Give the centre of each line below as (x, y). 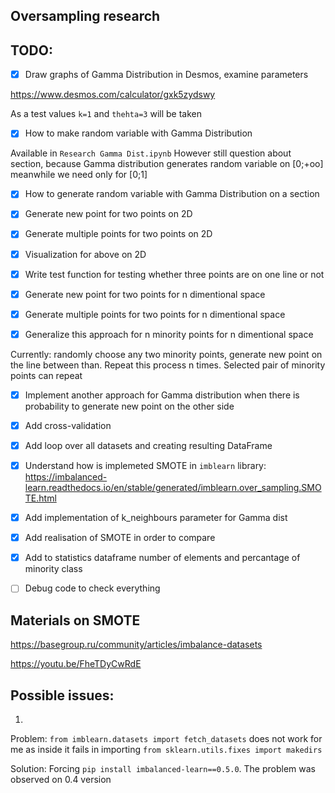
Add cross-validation (68, 425)
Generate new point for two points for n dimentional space (145, 294)
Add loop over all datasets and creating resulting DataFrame (148, 445)
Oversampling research (85, 16)
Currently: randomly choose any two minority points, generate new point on (166, 354)
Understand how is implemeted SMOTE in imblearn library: (145, 466)
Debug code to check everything (92, 588)
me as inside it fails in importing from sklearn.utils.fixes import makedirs (166, 749)
